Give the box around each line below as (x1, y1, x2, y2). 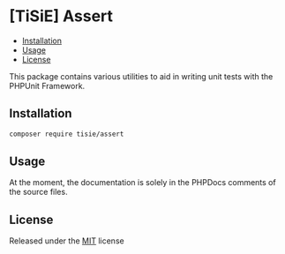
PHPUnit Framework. (9, 80, 86, 91)
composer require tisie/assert (9, 130, 124, 138)
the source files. (9, 187, 68, 198)
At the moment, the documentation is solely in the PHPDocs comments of (9, 177, 276, 188)
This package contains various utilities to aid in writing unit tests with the (9, 71, 274, 81)
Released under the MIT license (9, 235, 125, 246)
